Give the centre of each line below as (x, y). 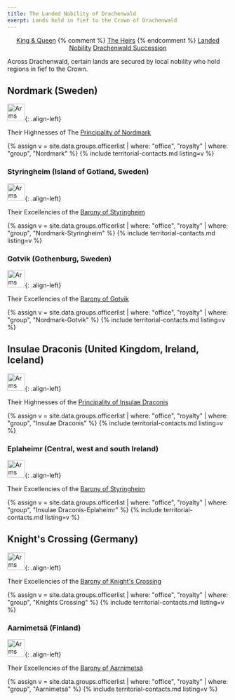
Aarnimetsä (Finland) (44, 628)
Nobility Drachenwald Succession (118, 48)
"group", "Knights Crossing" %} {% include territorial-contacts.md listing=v (116, 602)
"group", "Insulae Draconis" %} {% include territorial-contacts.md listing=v (115, 423)
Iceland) (26, 361)
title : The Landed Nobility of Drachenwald (72, 14)
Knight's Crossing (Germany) (73, 539)
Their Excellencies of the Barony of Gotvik (68, 298)
